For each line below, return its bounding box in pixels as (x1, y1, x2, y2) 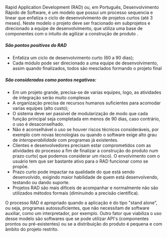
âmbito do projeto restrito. (5, 226, 59, 232)
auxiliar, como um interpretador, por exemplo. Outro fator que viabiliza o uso (5, 210, 162, 216)
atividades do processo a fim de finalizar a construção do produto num (12, 147, 159, 154)
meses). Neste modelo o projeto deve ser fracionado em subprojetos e (5, 20, 151, 26)
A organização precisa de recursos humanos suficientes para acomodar (12, 100, 161, 106)
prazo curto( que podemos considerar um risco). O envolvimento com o (12, 153, 161, 159)
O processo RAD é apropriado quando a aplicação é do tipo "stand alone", (5, 200, 158, 206)
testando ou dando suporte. (12, 179, 70, 185)
